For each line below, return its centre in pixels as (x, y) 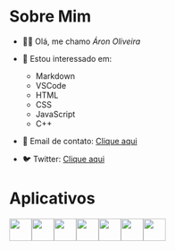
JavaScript (55, 114)
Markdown (55, 76)
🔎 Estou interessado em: (67, 58)
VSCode (51, 85)
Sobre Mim (50, 17)
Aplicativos (52, 198)
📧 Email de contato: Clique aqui (79, 141)
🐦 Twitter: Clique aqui (63, 159)
